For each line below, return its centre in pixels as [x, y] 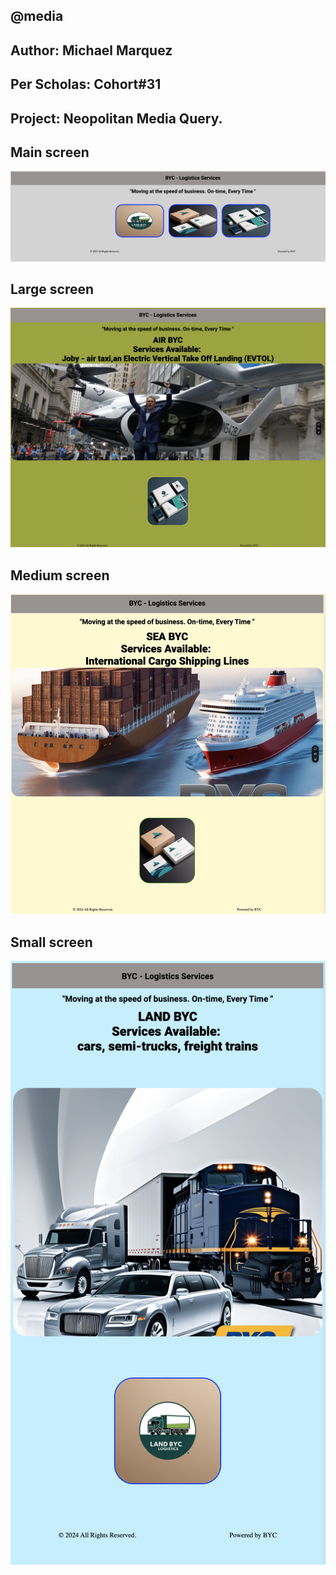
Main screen [50, 152]
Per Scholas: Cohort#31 [86, 84]
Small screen [51, 942]
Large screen [52, 289]
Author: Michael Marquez [91, 50]
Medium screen [60, 575]
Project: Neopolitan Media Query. [116, 118]
